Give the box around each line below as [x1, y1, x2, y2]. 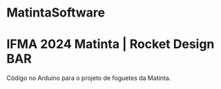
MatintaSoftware [6, 5, 106, 21]
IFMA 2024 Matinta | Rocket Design [6, 37, 215, 52]
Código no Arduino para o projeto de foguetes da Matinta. [6, 74, 171, 82]
